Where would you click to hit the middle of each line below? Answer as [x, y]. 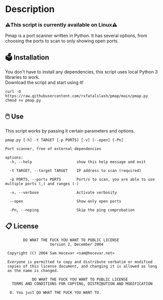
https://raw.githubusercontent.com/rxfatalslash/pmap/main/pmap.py [77, 96]
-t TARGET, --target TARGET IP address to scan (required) [76, 171]
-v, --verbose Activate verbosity [63, 193]
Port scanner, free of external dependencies [53, 149]
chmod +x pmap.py [23, 100]
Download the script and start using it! [44, 82]
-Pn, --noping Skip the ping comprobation [72, 210]
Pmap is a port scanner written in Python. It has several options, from [76, 35]
